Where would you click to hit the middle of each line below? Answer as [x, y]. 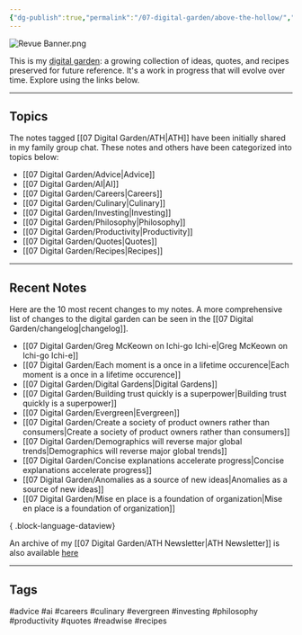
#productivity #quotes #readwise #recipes [89, 621]
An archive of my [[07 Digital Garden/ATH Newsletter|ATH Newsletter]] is [145, 543]
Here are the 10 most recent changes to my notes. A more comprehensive [146, 309]
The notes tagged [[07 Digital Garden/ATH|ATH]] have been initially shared [147, 138]
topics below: [34, 157]
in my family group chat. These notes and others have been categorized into [151, 148]
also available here [44, 553]
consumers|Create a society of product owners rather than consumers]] [156, 432]
